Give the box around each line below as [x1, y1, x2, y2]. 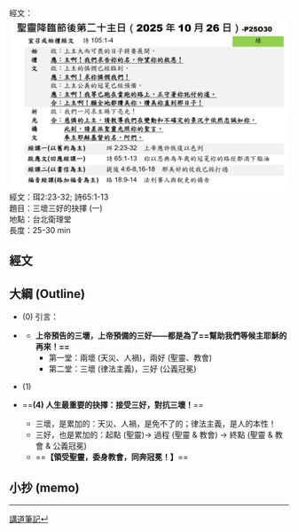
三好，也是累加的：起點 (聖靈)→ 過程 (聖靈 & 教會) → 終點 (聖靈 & [35, 429, 273, 441]
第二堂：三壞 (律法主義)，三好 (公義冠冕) [48, 364, 197, 374]
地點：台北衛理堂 [9, 214, 72, 224]
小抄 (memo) [9, 480, 80, 495]
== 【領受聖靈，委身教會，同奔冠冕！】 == [35, 451, 189, 463]
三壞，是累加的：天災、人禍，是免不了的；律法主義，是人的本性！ [35, 419, 277, 429]
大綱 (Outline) [9, 286, 86, 301]
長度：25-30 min [9, 225, 71, 236]
